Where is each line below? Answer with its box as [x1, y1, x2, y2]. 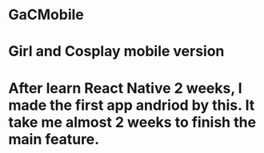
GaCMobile [8, 6, 84, 24]
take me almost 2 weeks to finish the [8, 113, 257, 131]
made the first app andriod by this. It [8, 96, 255, 114]
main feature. [8, 130, 100, 148]
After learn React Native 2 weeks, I [8, 79, 242, 97]
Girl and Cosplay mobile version [8, 42, 225, 61]
